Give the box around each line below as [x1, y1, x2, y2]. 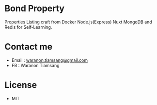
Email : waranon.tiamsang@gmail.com [11, 57, 88, 63]
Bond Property [4, 3, 65, 14]
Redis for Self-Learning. [4, 24, 52, 30]
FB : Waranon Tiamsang [11, 62, 60, 68]
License [4, 80, 37, 90]
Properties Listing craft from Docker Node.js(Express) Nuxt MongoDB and [4, 19, 152, 25]
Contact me [4, 41, 53, 52]
